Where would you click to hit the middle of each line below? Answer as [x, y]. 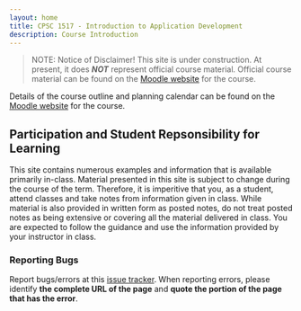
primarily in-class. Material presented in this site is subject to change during [150, 180]
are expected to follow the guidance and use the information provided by [144, 227]
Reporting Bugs [44, 260]
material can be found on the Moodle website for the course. [143, 79]
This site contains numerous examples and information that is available [141, 170]
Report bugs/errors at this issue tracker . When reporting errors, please [140, 280]
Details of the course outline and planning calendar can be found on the [142, 96]
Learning [35, 148]
